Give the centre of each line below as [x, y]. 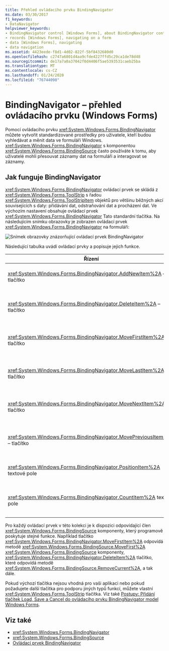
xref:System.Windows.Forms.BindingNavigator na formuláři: [67, 227]
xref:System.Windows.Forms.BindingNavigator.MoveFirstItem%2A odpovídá [84, 541]
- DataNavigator [22, 24]
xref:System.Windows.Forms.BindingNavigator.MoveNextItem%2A [87, 404]
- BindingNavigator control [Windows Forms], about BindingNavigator [80, 33]
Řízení [91, 258]
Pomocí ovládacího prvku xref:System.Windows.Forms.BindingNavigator [80, 129]
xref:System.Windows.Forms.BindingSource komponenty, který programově [84, 530]
